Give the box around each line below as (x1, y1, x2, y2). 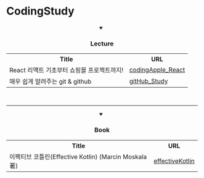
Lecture (90, 39, 114, 48)
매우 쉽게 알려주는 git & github (9, 77, 92, 86)
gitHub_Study (129, 77, 168, 85)
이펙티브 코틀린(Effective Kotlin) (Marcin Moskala (9, 153, 147, 161)
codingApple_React (129, 65, 185, 74)
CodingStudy (6, 4, 75, 18)
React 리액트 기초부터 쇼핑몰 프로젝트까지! (9, 66, 124, 74)
